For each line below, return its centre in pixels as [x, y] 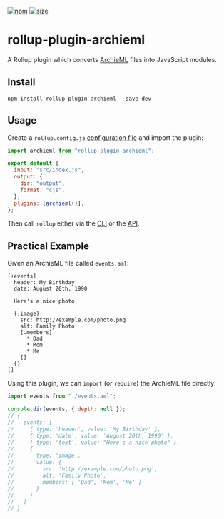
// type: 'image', [44, 456]
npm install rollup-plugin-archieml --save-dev [80, 99]
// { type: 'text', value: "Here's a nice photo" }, [94, 443]
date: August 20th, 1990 [51, 289]
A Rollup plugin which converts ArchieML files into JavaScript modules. [112, 59]
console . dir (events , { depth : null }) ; [67, 409]
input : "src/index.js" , [49, 170]
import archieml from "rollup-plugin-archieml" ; [81, 151]
